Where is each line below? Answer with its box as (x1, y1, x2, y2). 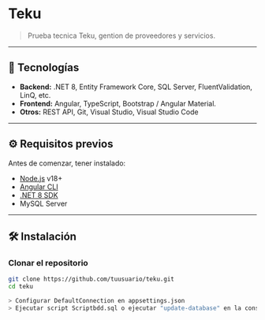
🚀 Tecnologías (8, 61, 80, 75)
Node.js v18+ (19, 173, 63, 183)
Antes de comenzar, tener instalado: (8, 158, 126, 168)
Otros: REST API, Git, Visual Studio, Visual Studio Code (19, 107, 199, 117)
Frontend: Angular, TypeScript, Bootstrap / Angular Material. (19, 99, 217, 108)
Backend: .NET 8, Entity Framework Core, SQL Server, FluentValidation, (19, 82, 252, 91)
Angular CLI (19, 182, 58, 192)
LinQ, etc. (19, 90, 51, 99)
